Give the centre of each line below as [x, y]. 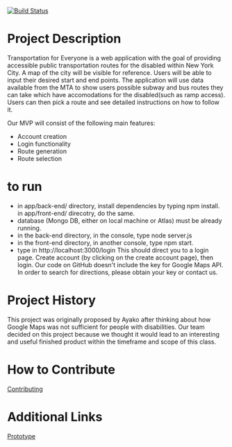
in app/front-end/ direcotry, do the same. [76, 213]
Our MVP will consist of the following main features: [81, 123]
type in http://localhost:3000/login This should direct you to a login [113, 250]
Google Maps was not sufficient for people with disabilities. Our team [106, 327]
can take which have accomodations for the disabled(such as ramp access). [116, 94]
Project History [51, 300]
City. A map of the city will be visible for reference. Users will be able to [109, 72]
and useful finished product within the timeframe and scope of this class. [112, 341]
